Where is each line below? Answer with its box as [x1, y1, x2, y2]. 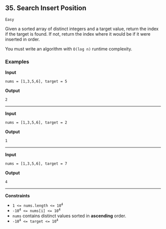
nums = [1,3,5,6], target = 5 [5, 79, 68, 84]
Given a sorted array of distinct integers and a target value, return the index [5, 26, 159, 32]
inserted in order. [5, 36, 41, 42]
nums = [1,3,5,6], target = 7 [5, 161, 68, 166]
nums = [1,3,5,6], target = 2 [5, 120, 68, 125]
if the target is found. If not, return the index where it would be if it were [5, 31, 151, 37]
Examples [5, 58, 30, 65]
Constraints [5, 193, 30, 199]
